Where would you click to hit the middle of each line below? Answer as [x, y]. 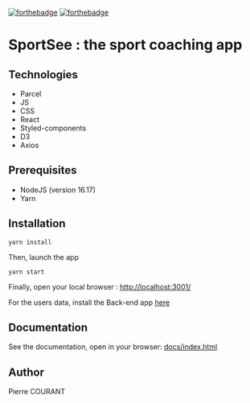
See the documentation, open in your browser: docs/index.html [113, 347]
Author [26, 372]
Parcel [31, 94]
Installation [37, 224]
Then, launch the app [43, 257]
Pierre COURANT [37, 392]
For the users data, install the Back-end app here [89, 302]
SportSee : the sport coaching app [125, 45]
